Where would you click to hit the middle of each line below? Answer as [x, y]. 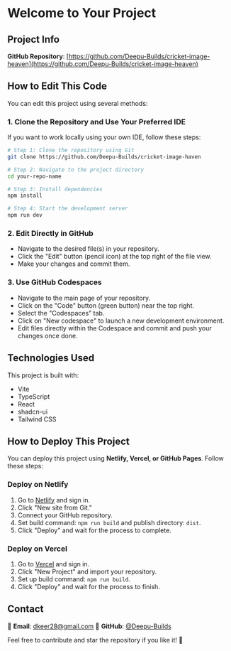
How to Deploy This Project [68, 441]
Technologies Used [51, 358]
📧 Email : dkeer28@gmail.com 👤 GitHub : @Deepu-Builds [89, 626]
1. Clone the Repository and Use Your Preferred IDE [97, 122]
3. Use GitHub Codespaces [55, 282]
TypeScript [34, 397]
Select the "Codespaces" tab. [61, 313]
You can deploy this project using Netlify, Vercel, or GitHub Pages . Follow [116, 458]
